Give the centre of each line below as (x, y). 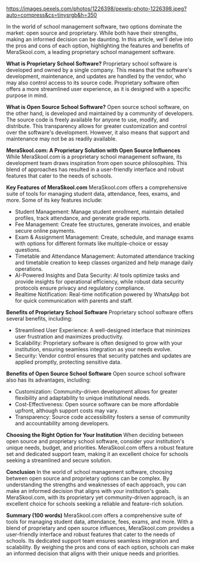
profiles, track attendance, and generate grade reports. (83, 218)
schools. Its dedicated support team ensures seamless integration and (93, 541)
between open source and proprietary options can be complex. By (88, 478)
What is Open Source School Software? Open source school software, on (98, 107)
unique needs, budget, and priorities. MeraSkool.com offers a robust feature (100, 448)
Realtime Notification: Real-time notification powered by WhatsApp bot (102, 294)
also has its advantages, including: (49, 380)
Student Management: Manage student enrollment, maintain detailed (99, 211)
